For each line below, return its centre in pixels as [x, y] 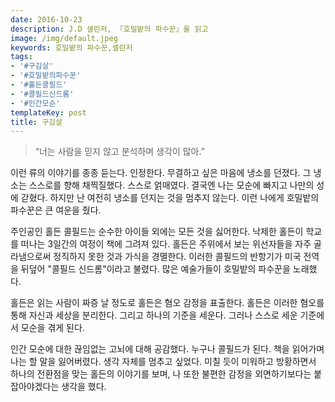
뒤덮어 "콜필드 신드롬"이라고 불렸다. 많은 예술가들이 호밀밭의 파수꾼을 [155, 269]
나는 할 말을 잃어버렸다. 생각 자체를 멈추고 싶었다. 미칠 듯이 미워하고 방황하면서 [163, 362]
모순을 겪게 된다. [52, 328]
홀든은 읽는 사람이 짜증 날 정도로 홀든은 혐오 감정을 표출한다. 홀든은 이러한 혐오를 [167, 303]
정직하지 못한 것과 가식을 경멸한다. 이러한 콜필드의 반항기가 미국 [177, 257]
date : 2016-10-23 [46, 19]
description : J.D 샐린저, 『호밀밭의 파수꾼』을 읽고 [109, 29]
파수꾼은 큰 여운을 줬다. [56, 210]
